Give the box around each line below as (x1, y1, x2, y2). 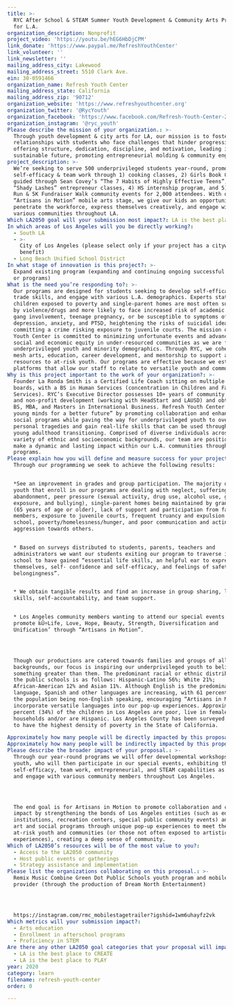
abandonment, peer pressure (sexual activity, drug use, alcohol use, (13, 493, 222, 500)
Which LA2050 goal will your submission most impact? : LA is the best (7, 216, 216, 223)
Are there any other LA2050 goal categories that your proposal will (7, 944, 213, 951)
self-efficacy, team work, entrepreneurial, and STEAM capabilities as (13, 766, 225, 774)
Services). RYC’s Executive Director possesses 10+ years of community (13, 391, 225, 398)
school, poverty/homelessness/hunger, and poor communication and (13, 519, 209, 526)
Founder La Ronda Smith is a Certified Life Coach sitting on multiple (13, 377, 225, 385)
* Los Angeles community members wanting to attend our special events (13, 613, 225, 621)
